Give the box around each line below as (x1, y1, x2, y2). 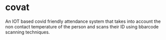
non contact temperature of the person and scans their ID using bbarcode (5, 23, 159, 29)
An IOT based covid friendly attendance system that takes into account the (5, 18, 161, 24)
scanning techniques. (5, 29, 50, 35)
